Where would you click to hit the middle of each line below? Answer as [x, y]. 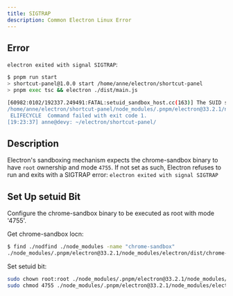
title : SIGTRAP [29, 13]
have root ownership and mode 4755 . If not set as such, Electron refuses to [114, 167]
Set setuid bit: [27, 266]
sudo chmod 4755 [31, 285]
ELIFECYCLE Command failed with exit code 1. [79, 115]
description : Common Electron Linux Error [69, 20]
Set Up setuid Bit [44, 197]
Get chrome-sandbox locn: [46, 234]
